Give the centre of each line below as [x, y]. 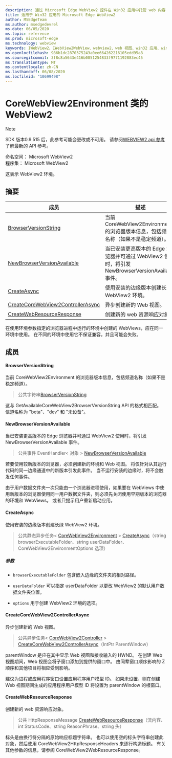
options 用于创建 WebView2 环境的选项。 [56, 603]
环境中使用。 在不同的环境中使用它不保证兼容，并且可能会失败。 [73, 334]
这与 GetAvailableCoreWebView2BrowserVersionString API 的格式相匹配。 [83, 406]
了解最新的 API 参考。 [28, 146]
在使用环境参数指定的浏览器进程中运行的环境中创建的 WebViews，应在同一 [84, 328]
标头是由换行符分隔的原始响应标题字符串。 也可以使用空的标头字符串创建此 [84, 737]
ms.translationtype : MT [31, 62]
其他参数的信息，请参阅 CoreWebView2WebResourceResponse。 [74, 750]
